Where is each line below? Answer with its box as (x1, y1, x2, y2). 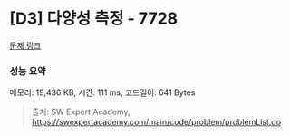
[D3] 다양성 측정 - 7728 (9, 8, 179, 29)
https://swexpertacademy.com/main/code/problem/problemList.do (31, 117, 282, 128)
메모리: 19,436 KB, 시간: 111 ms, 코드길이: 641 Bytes (9, 87, 196, 98)
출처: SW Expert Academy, (31, 106, 130, 118)
